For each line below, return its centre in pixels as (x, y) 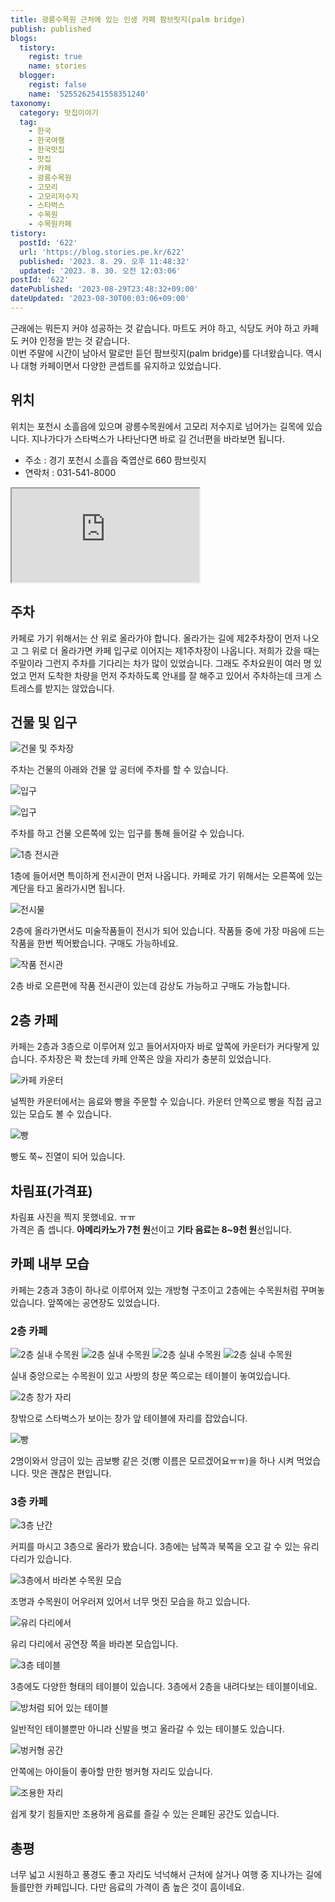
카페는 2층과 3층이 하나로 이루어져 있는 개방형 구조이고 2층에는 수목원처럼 (154, 1290)
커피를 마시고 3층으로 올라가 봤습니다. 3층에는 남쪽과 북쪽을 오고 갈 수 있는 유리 (165, 1547)
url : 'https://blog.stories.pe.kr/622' (102, 252)
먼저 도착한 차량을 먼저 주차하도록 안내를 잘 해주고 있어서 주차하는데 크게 (170, 675)
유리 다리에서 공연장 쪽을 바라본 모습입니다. (94, 1644)
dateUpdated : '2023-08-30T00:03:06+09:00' (100, 299)
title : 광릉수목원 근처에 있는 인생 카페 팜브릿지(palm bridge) (128, 19)
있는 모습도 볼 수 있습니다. (61, 1114)
